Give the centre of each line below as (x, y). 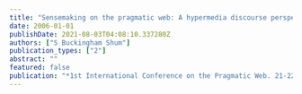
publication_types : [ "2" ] (58, 51)
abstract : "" (34, 59)
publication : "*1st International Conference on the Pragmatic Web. (140, 76)
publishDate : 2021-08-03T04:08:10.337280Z (90, 34)
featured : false (40, 68)
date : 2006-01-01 (42, 26)
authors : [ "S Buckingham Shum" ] (70, 43)
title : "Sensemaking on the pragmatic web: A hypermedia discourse (138, 17)
